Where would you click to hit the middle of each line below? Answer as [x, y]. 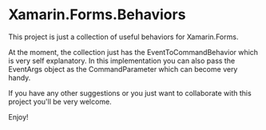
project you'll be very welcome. [60, 101]
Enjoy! [19, 116]
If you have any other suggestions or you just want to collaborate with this [130, 93]
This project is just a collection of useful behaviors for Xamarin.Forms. [123, 37]
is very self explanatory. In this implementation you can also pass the [122, 61]
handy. [20, 77]
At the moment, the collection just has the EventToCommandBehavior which [133, 52]
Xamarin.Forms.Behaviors [97, 15]
